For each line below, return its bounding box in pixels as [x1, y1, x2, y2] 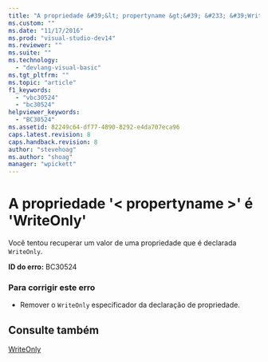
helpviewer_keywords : [8, 109, 81, 117]
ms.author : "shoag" [8, 153, 73, 161]
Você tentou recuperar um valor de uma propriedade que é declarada [8, 238, 237, 248]
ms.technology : [8, 57, 59, 65]
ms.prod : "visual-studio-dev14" [8, 34, 116, 42]
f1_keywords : [8, 86, 52, 94]
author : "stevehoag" [8, 145, 77, 153]
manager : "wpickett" [8, 161, 77, 169]
